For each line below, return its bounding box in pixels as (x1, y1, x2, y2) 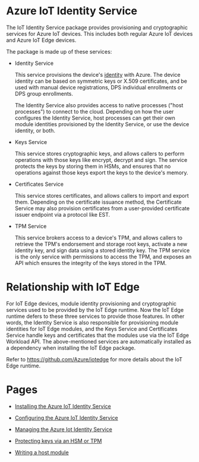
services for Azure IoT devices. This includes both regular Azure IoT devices (6, 30, 193, 37)
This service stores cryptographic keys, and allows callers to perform (14, 150, 185, 157)
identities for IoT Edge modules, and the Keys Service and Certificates (6, 325, 178, 332)
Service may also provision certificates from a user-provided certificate (14, 204, 190, 212)
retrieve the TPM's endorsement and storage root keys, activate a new (14, 240, 188, 248)
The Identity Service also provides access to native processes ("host (14, 101, 184, 108)
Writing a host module (14, 448, 70, 456)
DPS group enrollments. (14, 90, 73, 97)
